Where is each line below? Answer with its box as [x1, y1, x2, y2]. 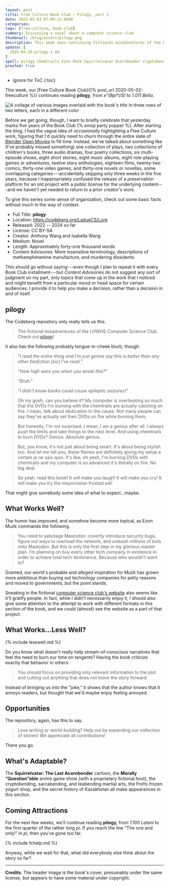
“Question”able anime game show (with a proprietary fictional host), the [5, 775, 156, 782]
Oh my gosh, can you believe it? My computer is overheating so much [17, 397, 162, 403]
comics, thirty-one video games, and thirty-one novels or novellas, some [5, 165, 156, 171]
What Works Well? [5, 504, 64, 513]
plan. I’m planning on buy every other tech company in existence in [17, 549, 157, 555]
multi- [141, 149, 153, 155]
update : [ [5, 45, 26, 50]
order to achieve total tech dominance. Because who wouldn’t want [17, 554, 157, 560]
